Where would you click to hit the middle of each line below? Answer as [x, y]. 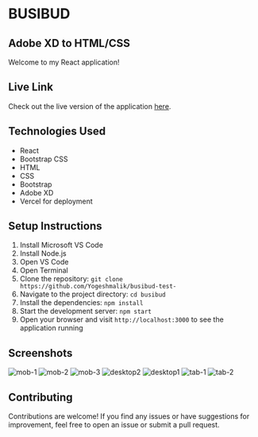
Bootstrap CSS [44, 159]
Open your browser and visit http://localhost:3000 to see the [121, 319]
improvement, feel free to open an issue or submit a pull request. [114, 425]
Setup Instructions [55, 226]
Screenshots [40, 353]
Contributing [40, 397]
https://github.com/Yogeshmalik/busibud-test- [98, 287]
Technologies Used [57, 131]
